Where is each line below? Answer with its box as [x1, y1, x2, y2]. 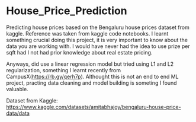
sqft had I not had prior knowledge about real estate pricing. [6, 49, 153, 56]
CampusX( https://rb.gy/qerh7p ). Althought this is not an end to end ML [6, 73, 179, 80]
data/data [6, 110, 30, 117]
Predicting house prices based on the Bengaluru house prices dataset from [6, 24, 189, 31]
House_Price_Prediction [6, 4, 127, 18]
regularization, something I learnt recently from [6, 66, 121, 73]
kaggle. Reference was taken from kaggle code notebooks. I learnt [6, 30, 169, 37]
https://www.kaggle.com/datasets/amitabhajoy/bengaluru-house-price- [6, 103, 182, 110]
